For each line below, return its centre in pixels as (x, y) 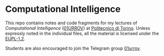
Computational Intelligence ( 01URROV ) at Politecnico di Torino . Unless (78, 28)
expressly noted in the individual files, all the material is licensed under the (82, 33)
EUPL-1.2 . (15, 39)
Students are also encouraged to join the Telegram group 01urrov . (73, 48)
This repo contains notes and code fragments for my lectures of (71, 23)
